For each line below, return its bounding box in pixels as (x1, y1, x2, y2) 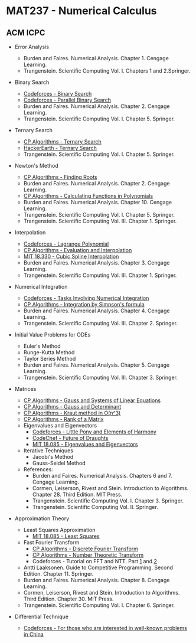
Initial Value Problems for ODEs (14, 331, 91, 338)
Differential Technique (14, 613, 69, 620)
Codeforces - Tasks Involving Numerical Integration (23, 295, 149, 302)
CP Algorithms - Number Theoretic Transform (32, 551, 144, 559)
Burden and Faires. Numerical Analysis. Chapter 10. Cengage (23, 199, 172, 205)
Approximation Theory (14, 515, 70, 522)
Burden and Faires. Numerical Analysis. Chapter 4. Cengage (23, 307, 170, 314)
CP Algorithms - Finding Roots (23, 174, 97, 181)
